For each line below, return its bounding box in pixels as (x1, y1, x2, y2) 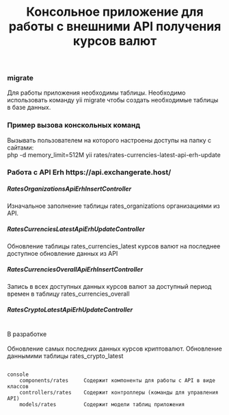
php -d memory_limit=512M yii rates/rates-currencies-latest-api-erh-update (7, 150, 221, 158)
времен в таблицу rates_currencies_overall (7, 289, 130, 298)
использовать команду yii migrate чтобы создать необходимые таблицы (7, 96, 219, 104)
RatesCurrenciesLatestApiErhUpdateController (7, 225, 145, 233)
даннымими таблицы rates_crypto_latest (7, 352, 124, 360)
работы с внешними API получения (8, 19, 221, 34)
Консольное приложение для (26, 4, 204, 20)
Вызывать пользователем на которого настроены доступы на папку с (7, 136, 212, 144)
